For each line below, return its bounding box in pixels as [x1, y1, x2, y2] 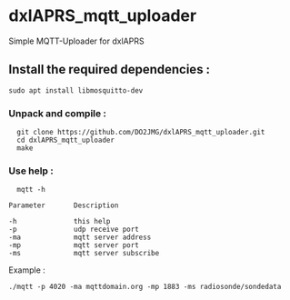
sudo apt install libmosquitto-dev [8, 85, 144, 95]
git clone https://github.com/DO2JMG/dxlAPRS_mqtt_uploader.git [16, 128, 265, 137]
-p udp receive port [8, 225, 140, 235]
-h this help [8, 217, 111, 226]
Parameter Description [8, 201, 119, 210]
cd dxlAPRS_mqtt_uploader [16, 135, 115, 145]
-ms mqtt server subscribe [8, 249, 160, 258]
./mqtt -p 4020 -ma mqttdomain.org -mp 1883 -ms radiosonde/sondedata [8, 283, 282, 292]
